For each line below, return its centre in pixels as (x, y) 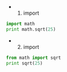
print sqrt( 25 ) (24, 63)
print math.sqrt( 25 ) (31, 29)
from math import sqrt (33, 58)
